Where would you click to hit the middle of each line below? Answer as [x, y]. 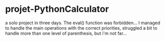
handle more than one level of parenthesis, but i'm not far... [66, 33]
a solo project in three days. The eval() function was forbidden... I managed [83, 23]
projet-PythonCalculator [57, 9]
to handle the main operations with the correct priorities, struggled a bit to [81, 28]
